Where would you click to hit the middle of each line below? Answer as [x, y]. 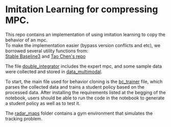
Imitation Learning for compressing [82, 9]
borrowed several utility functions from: [47, 51]
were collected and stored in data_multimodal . [54, 71]
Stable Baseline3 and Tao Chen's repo [45, 56]
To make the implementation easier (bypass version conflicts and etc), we [83, 45]
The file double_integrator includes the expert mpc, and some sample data [84, 66]
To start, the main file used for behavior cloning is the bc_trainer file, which [84, 81]
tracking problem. [24, 118]
